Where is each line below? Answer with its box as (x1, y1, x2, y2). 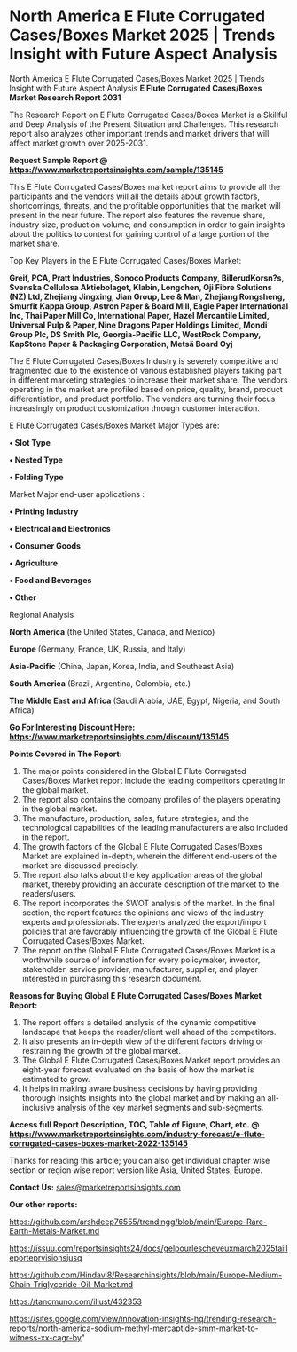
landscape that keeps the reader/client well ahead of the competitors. (21, 1026, 277, 1037)
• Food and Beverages (9, 574, 92, 585)
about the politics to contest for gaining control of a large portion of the (9, 228, 270, 239)
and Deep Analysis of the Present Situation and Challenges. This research (9, 118, 279, 130)
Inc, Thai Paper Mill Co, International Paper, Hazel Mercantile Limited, (9, 310, 270, 320)
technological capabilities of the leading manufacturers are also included (21, 822, 288, 833)
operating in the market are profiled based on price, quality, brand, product (9, 383, 284, 394)
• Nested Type (9, 455, 64, 465)
